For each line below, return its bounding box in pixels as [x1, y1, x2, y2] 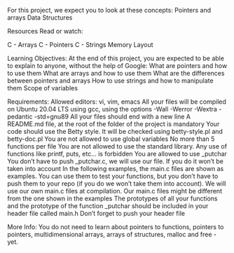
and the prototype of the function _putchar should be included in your [7, 202, 209, 210]
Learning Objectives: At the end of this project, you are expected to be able [7, 54, 224, 62]
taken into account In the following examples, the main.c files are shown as [7, 165, 224, 172]
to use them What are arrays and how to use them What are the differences [7, 69, 225, 77]
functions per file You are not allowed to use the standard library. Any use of [7, 142, 228, 150]
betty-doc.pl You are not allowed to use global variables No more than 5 [7, 135, 215, 143]
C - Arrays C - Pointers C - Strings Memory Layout [7, 41, 153, 48]
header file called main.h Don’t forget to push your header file [7, 210, 186, 217]
